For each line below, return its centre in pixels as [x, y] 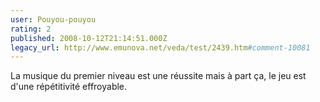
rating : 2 [31, 29]
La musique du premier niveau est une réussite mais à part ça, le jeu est [158, 76]
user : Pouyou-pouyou [53, 19]
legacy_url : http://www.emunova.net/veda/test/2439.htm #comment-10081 [160, 47]
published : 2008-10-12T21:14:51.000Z [89, 38]
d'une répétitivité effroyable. [69, 87]
